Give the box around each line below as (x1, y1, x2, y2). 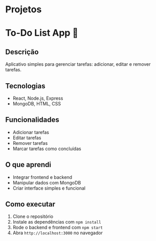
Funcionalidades (5, 116, 60, 124)
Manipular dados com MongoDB (12, 179, 81, 186)
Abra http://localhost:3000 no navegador (12, 230, 103, 236)
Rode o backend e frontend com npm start (12, 225, 103, 231)
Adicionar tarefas (12, 129, 50, 135)
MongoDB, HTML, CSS (12, 101, 61, 106)
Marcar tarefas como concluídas (12, 145, 81, 152)
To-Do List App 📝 (5, 27, 78, 39)
